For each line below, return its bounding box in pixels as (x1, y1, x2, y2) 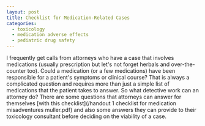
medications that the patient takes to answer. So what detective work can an (6, 87, 199, 94)
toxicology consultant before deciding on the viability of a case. (6, 113, 167, 120)
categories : (6, 20, 37, 26)
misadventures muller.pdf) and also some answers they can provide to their (6, 106, 197, 113)
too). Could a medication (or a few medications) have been (27, 67, 176, 74)
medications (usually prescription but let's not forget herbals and (6, 61, 170, 68)
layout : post (6, 9, 40, 15)
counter (6, 67, 26, 74)
